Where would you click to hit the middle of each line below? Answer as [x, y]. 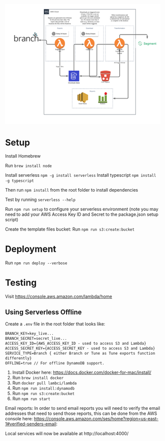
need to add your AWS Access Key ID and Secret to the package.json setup [82, 214]
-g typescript [20, 181]
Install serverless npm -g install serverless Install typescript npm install [81, 175]
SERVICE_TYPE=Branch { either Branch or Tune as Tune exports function [80, 353]
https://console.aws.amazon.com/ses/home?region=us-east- [96, 418]
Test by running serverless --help [40, 200]
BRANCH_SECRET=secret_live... [36, 338]
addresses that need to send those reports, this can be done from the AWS [81, 413]
